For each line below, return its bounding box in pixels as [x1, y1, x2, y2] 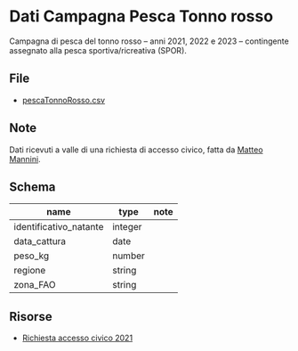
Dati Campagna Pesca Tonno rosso [9, 6, 274, 27]
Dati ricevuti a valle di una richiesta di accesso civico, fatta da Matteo [9, 144, 264, 155]
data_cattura [13, 235, 67, 248]
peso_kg [13, 249, 50, 262]
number [112, 249, 145, 262]
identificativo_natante [13, 221, 104, 233]
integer [112, 221, 142, 233]
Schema [9, 179, 56, 194]
